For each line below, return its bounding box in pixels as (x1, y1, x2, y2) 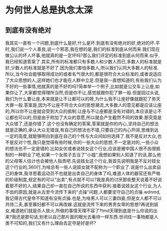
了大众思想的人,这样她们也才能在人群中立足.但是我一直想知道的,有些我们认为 (5, 77, 162, 83)
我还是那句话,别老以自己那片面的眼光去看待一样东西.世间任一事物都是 (11, 214, 155, 220)
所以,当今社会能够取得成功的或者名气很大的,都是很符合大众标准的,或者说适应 (5, 71, 162, 77)
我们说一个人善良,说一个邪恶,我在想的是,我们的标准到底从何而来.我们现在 (10, 46, 161, 52)
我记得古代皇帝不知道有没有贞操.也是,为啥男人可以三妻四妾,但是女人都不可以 (5, 195, 162, 201)
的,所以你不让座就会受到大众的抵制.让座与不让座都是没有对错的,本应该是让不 (5, 108, 162, 114)
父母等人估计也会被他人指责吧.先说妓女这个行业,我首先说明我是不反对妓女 (9, 158, 161, 164)
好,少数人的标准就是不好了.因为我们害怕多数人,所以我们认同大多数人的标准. (5, 65, 159, 71)
